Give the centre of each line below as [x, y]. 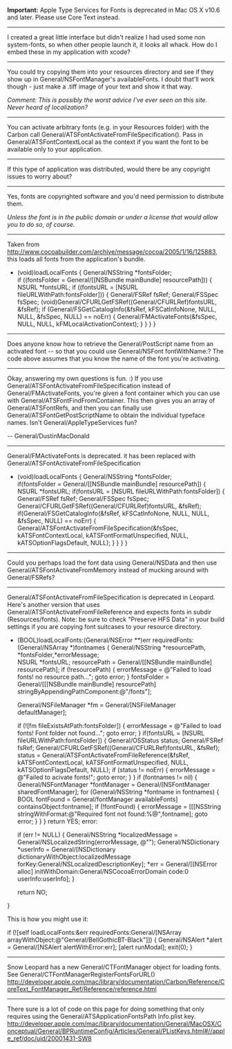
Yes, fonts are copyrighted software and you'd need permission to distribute [116, 196]
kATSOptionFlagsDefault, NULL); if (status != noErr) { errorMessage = [116, 770]
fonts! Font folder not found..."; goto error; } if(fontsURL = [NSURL [111, 733]
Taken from [23, 244]
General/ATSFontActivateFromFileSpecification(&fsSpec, [98, 528]
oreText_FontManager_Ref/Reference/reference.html [82, 989]
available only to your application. [55, 149]
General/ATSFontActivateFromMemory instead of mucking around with [108, 570]
